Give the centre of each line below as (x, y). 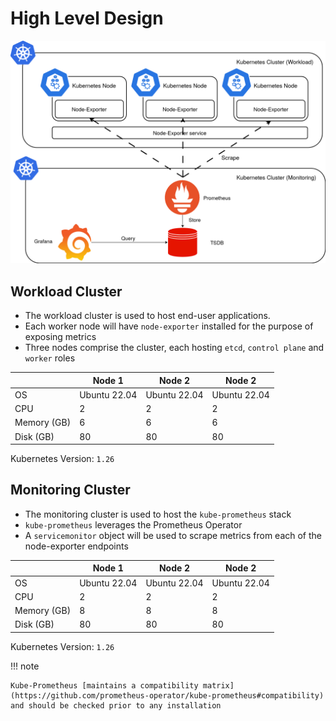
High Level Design (87, 18)
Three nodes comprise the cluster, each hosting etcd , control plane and (174, 348)
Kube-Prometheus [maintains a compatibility (104, 685)
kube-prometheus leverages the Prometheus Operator (133, 524)
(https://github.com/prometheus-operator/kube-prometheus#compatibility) (167, 695)
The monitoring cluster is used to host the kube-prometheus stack (158, 514)
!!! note (25, 666)
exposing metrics (60, 337)
